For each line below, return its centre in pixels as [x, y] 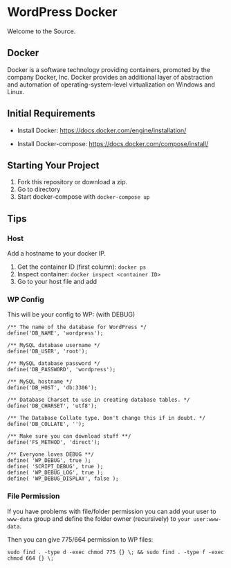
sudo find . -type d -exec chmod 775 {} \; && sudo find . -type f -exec [116, 552]
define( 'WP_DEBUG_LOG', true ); [55, 473]
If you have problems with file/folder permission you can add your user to [112, 511]
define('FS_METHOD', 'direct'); [54, 443]
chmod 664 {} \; [30, 558]
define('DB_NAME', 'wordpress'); [55, 333]
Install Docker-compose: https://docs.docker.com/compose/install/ [113, 143]
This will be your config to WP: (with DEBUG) [71, 314]
